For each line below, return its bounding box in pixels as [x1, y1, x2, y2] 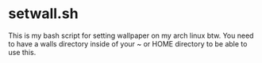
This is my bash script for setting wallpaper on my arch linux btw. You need [8, 31, 254, 40]
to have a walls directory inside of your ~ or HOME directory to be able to [8, 39, 248, 48]
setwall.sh [8, 5, 79, 23]
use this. [8, 47, 37, 57]
